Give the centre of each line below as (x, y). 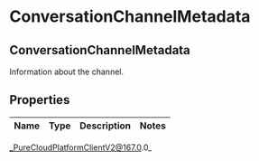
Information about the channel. (67, 71)
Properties (40, 100)
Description (105, 126)
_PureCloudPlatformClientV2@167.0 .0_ (81, 147)
